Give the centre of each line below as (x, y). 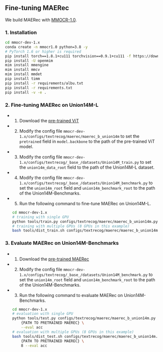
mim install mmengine (27, 65)
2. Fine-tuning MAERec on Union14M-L (52, 105)
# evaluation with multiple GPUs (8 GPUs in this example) (73, 332)
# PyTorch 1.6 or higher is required (43, 51)
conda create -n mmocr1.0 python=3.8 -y (47, 47)
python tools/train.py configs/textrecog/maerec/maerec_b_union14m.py (85, 221)
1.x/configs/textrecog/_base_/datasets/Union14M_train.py (79, 162)
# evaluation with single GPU (43, 314)
